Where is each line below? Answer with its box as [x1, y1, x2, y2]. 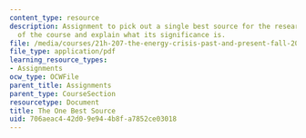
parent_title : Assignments [9, 81, 112, 90]
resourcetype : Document [9, 97, 100, 107]
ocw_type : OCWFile [9, 73, 79, 82]
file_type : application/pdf [9, 47, 117, 56]
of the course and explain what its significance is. [17, 30, 226, 39]
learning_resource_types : [9, 55, 107, 64]
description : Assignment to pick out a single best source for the [9, 22, 271, 31]
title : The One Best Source [9, 106, 117, 115]
